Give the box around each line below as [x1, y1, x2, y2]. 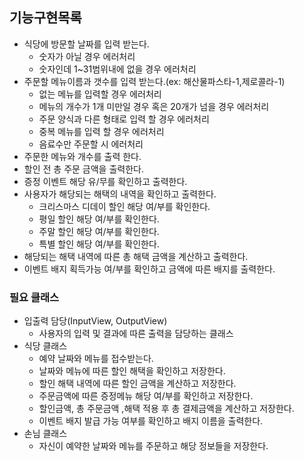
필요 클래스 [9, 290, 60, 304]
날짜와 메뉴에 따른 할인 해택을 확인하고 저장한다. [38, 365, 226, 377]
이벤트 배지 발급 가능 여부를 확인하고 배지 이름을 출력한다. [38, 415, 264, 427]
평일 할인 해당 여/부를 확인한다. [38, 213, 160, 225]
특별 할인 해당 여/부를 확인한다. [38, 238, 160, 250]
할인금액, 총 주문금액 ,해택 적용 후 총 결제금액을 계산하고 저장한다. [38, 403, 295, 415]
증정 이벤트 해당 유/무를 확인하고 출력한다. [23, 175, 188, 187]
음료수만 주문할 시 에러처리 [38, 138, 144, 150]
